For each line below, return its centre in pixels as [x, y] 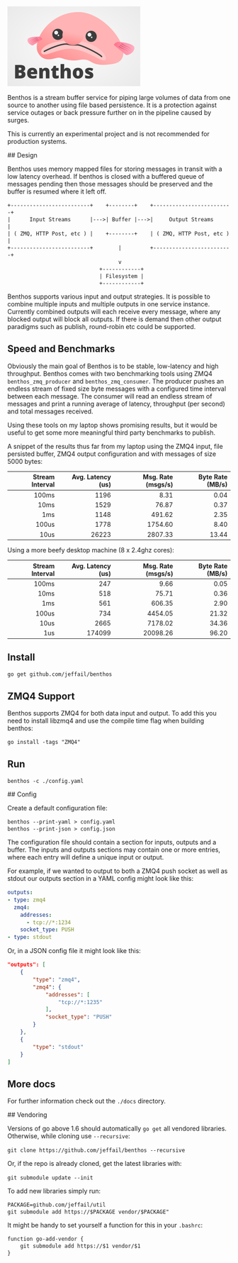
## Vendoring [27, 1115]
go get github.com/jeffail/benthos [60, 674]
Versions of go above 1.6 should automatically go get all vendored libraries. [117, 1129]
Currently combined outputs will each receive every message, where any [114, 312]
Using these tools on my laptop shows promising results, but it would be [112, 425]
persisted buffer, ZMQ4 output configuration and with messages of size [112, 454]
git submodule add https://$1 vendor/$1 [80, 1246]
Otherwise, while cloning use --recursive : [69, 1136]
